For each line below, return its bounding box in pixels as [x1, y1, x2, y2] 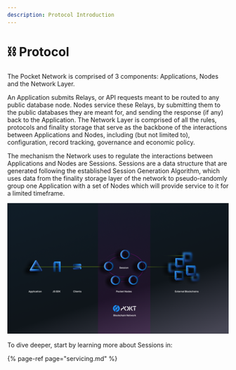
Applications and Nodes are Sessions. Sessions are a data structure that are [7, 159, 228, 167]
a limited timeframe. [7, 189, 65, 197]
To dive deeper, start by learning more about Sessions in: [7, 340, 173, 349]
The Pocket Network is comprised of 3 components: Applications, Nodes [7, 72, 219, 80]
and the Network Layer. [7, 79, 75, 88]
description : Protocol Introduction [7, 11, 114, 18]
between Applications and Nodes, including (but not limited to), [7, 130, 190, 139]
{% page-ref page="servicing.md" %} [7, 354, 118, 362]
